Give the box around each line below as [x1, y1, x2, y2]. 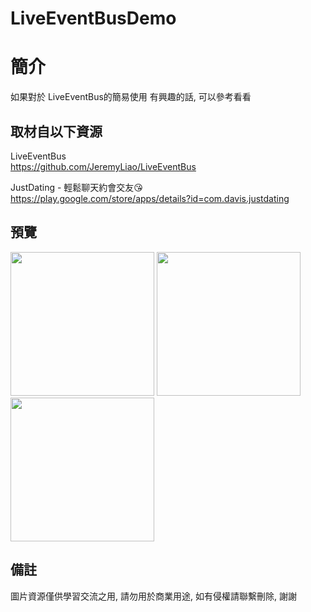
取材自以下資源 [10, 123, 103, 140]
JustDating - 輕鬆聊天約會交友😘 [10, 181, 143, 193]
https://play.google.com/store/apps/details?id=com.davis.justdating [10, 192, 290, 204]
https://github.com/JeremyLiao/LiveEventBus [10, 160, 197, 172]
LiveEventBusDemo [10, 7, 177, 30]
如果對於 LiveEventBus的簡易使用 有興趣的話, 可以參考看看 [10, 91, 252, 103]
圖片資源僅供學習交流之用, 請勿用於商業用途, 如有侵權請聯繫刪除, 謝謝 [10, 590, 297, 602]
